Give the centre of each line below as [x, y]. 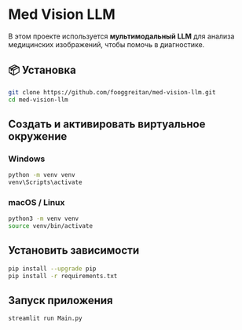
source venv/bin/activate [50, 226]
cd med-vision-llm [38, 100]
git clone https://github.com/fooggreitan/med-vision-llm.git [112, 92]
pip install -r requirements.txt [63, 276]
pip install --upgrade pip [52, 269]
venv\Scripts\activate [45, 182]
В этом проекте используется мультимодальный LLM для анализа [121, 36]
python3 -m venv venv [44, 219]
